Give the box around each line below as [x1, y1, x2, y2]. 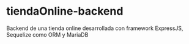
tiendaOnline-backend [6, 4, 124, 18]
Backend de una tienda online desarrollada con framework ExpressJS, [6, 24, 183, 32]
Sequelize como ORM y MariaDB [6, 31, 89, 38]
